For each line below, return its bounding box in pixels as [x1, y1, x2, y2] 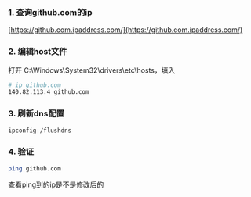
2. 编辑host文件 [8, 46, 67, 57]
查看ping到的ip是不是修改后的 [8, 180, 104, 189]
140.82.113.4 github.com [8, 88, 89, 96]
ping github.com [8, 164, 61, 173]
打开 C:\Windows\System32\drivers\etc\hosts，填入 [8, 65, 176, 75]
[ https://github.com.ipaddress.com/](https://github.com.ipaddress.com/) [8, 25, 243, 34]
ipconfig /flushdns [8, 127, 72, 134]
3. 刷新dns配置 [8, 108, 65, 119]
